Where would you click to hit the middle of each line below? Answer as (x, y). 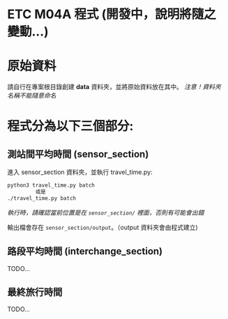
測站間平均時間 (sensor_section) (78, 154)
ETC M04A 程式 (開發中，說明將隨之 (112, 14)
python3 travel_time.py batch (51, 185)
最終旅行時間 (35, 292)
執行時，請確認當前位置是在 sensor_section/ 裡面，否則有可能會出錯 (106, 212)
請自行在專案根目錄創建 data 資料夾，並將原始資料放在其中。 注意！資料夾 (114, 87)
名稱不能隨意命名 (32, 95)
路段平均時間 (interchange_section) (85, 251)
